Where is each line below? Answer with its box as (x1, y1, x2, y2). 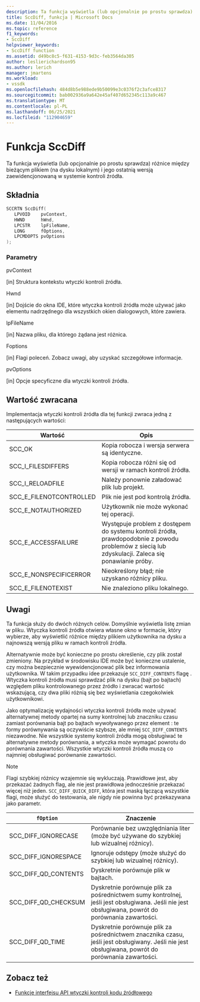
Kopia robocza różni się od (101, 459, 176, 467)
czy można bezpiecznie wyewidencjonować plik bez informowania (6, 664, 170, 671)
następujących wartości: (6, 417, 67, 424)
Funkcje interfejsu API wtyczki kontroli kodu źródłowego (14, 989, 153, 996)
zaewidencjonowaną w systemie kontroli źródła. (6, 173, 124, 180)
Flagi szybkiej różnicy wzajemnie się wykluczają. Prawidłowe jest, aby (6, 775, 178, 782)
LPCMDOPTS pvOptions (14, 234, 65, 240)
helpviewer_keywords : (6, 42, 60, 48)
